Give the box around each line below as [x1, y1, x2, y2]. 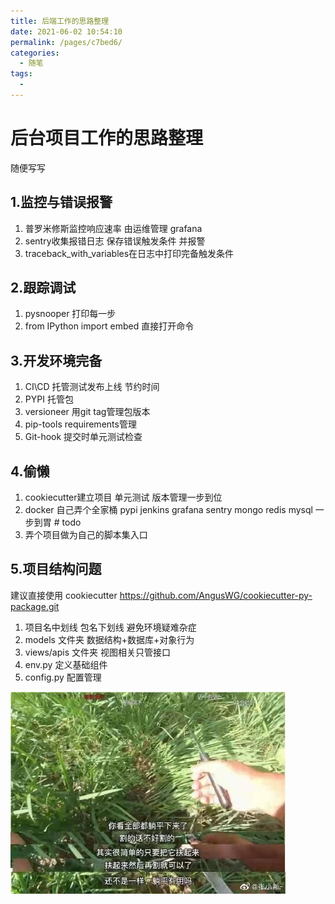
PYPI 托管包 [24, 393, 74, 405]
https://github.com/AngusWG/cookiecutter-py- [119, 589, 313, 601]
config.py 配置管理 [24, 671, 102, 683]
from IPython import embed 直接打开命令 [24, 320, 195, 332]
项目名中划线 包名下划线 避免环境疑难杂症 [24, 621, 197, 633]
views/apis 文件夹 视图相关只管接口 [24, 646, 171, 658]
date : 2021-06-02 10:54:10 [10, 26, 123, 37]
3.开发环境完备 [10, 352, 103, 369]
